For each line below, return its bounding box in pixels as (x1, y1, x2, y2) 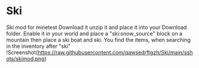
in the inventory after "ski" (6, 43, 71, 50)
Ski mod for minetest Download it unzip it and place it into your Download (6, 24, 187, 31)
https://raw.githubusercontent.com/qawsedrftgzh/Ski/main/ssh (38, 48, 193, 56)
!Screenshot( (6, 48, 38, 56)
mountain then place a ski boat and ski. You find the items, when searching (6, 36, 191, 43)
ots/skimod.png (6, 55, 45, 62)
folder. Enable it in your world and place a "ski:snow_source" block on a (6, 30, 183, 37)
